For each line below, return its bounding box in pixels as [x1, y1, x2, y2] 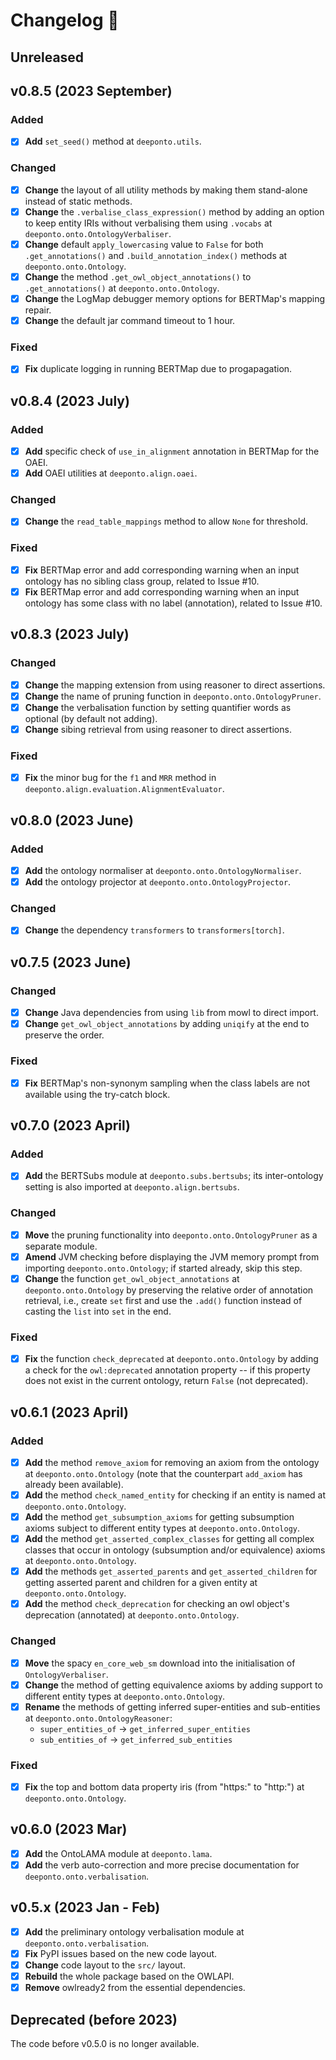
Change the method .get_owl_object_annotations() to [24, 270, 252, 283]
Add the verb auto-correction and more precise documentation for [24, 1859, 300, 1871]
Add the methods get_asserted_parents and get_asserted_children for [24, 1565, 318, 1578]
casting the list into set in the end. [24, 1305, 172, 1317]
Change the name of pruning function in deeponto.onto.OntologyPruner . [24, 690, 322, 702]
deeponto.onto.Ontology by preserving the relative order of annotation [24, 1284, 314, 1296]
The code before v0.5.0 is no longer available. [10, 2037, 200, 2049]
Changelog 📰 [10, 9, 120, 32]
